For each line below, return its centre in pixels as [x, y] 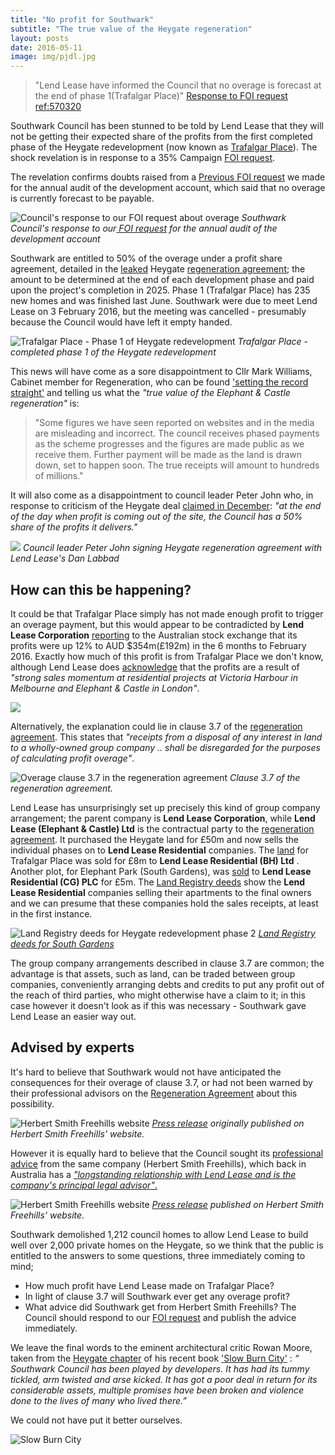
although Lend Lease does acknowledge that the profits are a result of [155, 667]
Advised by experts [72, 1047]
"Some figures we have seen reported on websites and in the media [174, 423]
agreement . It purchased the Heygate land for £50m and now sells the [154, 839]
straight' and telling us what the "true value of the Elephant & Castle [150, 393]
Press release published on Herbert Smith [237, 1204]
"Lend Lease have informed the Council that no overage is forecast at [178, 85]
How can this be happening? [101, 589]
